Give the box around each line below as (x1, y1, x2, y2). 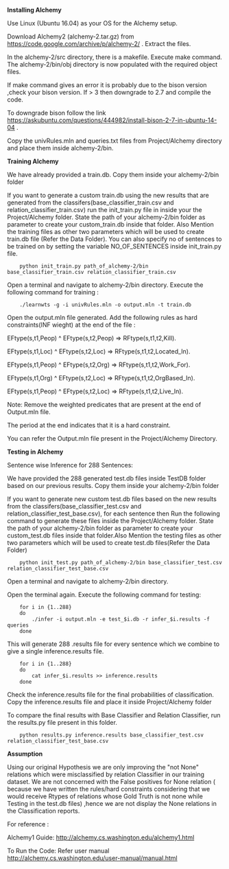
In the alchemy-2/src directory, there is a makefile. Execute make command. (7, 53, 223, 61)
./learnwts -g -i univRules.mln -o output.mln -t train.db (19, 301, 192, 308)
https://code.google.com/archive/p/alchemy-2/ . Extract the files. (7, 40, 191, 47)
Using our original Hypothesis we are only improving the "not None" (7, 763, 199, 771)
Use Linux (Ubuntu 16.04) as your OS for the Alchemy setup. (7, 19, 178, 27)
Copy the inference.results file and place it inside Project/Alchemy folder (7, 698, 212, 706)
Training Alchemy (7, 157, 59, 165)
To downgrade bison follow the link (7, 109, 106, 117)
